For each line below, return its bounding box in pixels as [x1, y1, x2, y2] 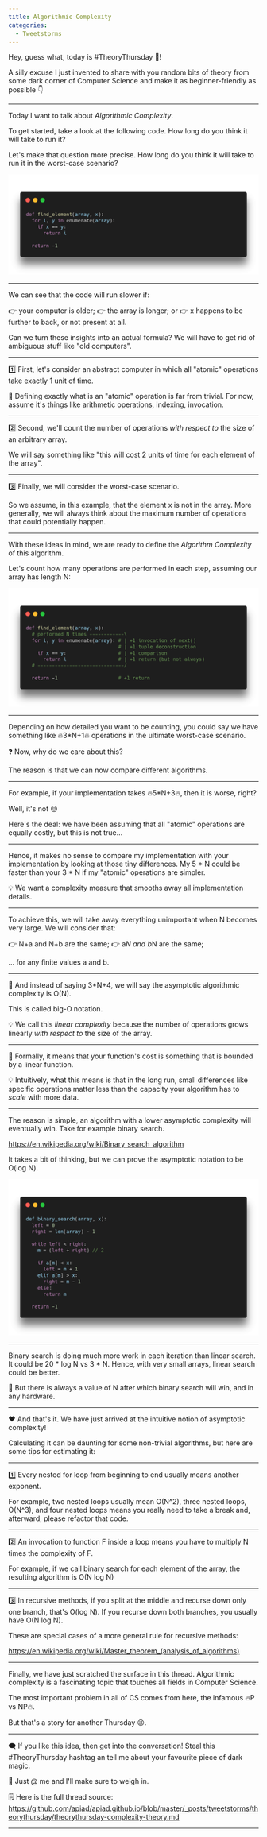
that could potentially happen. [8, 516, 106, 526]
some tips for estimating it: [8, 1446, 95, 1456]
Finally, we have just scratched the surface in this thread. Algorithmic [8, 1669, 234, 1678]
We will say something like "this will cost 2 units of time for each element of [8, 450, 256, 459]
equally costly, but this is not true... [8, 827, 123, 837]
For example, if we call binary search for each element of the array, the [8, 1564, 241, 1573]
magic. [8, 1761, 31, 1770]
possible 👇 [8, 85, 44, 95]
